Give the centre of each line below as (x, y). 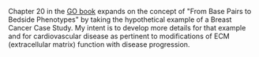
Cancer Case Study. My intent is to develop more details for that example (127, 28)
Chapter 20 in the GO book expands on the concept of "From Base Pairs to (130, 11)
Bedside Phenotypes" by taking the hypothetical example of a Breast (120, 20)
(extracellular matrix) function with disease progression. (99, 45)
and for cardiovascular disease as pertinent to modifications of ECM (119, 36)
